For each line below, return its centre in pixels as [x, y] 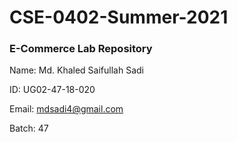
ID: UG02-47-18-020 [52, 90]
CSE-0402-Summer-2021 [119, 17]
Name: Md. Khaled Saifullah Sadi [76, 70]
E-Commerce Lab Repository [81, 49]
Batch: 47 [29, 128]
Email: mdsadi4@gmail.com [66, 109]
